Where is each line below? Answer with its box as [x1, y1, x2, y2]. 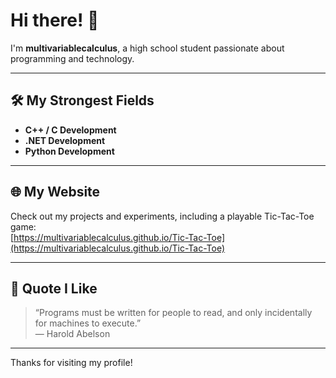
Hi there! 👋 [10, 9, 100, 32]
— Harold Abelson [34, 328, 111, 340]
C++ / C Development [24, 124, 117, 136]
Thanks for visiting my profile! [10, 357, 133, 369]
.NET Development [24, 134, 106, 146]
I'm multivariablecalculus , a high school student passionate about [10, 42, 285, 54]
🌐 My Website [10, 184, 101, 201]
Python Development [24, 145, 115, 157]
